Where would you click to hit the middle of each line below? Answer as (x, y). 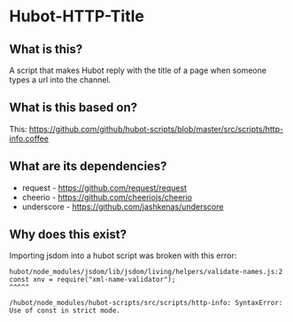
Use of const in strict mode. (65, 311)
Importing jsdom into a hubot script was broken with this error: (123, 255)
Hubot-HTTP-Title (77, 16)
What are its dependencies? (88, 166)
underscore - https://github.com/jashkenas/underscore (123, 207)
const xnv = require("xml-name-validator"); (93, 280)
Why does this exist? (68, 235)
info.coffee (29, 138)
